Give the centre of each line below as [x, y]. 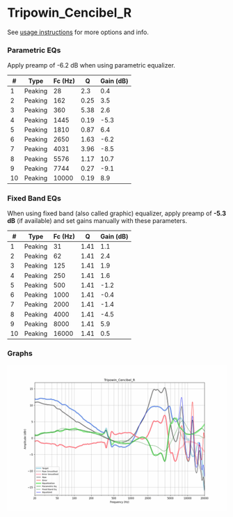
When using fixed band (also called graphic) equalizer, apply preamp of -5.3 [116, 213]
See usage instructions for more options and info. [78, 32]
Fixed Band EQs [34, 198]
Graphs [20, 353]
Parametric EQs [34, 50]
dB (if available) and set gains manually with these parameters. [97, 221]
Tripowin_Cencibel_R [70, 13]
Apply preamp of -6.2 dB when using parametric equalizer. [91, 65]
